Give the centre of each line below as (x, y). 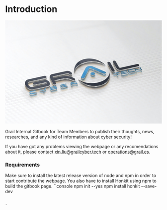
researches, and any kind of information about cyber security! (68, 137)
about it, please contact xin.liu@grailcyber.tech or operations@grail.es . (78, 152)
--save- (149, 186)
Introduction (31, 9)
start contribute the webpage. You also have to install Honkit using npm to (81, 181)
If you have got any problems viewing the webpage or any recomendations (82, 146)
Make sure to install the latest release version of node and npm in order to (81, 175)
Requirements (23, 165)
